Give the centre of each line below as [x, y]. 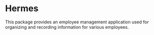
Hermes [22, 9]
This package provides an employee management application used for [77, 22]
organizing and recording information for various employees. [67, 27]
